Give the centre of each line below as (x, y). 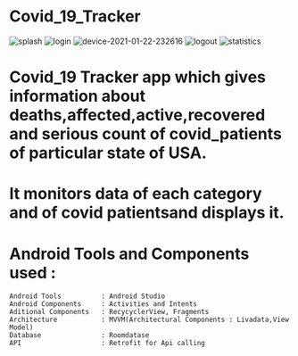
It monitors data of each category (136, 194)
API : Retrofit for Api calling (107, 344)
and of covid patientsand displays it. (147, 213)
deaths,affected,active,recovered (137, 116)
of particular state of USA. (108, 153)
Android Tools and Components (129, 254)
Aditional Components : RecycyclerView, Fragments (109, 312)
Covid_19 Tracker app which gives (137, 77)
